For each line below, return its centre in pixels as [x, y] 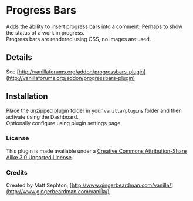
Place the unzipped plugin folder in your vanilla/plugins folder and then [94, 110]
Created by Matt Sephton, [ [39, 185]
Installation [27, 97]
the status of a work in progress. [45, 32]
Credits [17, 172]
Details [19, 57]
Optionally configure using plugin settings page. [64, 123]
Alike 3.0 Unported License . [40, 157]
